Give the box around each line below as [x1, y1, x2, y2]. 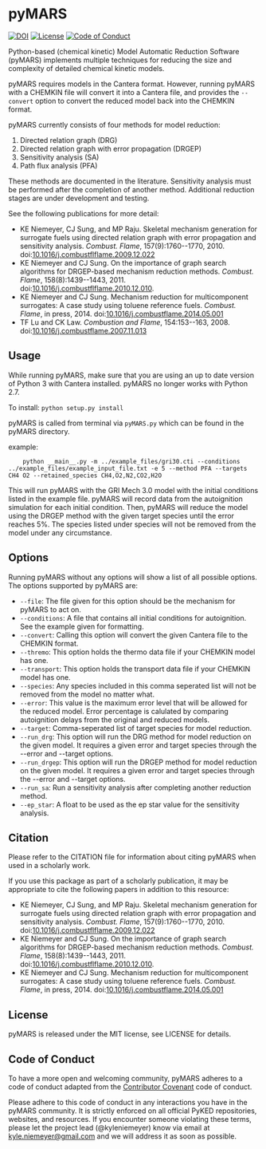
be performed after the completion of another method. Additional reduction [8, 184, 255, 194]
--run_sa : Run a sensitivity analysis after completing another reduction [19, 783, 252, 792]
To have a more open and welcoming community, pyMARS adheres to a [8, 1074, 243, 1083]
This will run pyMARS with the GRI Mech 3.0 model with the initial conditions [8, 485, 259, 495]
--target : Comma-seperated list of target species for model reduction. [19, 723, 252, 732]
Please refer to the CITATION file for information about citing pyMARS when [8, 852, 256, 862]
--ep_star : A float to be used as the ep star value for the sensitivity [19, 800, 241, 809]
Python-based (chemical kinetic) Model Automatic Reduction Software [8, 46, 241, 56]
